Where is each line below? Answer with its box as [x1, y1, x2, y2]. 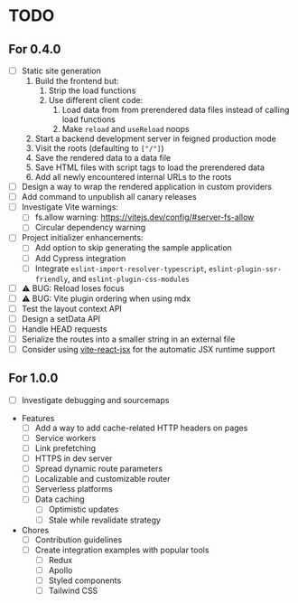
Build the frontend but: [34, 76, 119, 87]
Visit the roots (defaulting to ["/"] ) [34, 143, 164, 154]
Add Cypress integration [34, 252, 126, 263]
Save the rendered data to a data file [34, 153, 172, 164]
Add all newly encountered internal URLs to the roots [34, 172, 232, 183]
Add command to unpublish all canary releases [21, 192, 197, 203]
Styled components [48, 575, 122, 586]
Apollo [48, 564, 73, 575]
